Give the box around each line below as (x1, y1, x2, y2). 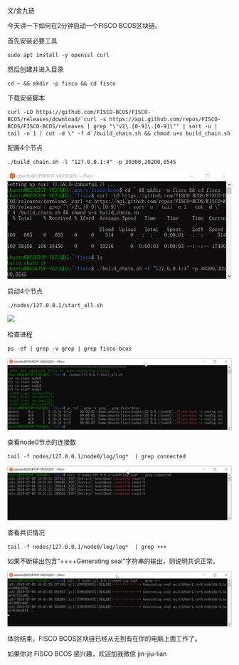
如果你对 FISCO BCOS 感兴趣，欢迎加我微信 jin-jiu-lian (7, 649, 167, 658)
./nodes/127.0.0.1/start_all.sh (7, 302, 103, 309)
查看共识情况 (7, 528, 45, 537)
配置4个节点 (7, 143, 43, 152)
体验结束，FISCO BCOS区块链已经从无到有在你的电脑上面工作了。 (7, 634, 201, 643)
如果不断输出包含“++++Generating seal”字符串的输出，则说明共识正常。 (7, 557, 219, 565)
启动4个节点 (7, 287, 43, 296)
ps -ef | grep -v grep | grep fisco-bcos (7, 345, 132, 353)
